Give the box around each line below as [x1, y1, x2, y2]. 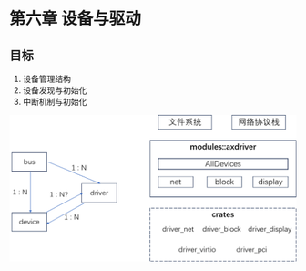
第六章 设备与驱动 [9, 8, 141, 29]
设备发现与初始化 [22, 85, 87, 96]
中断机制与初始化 [22, 97, 87, 107]
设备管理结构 [22, 74, 71, 84]
